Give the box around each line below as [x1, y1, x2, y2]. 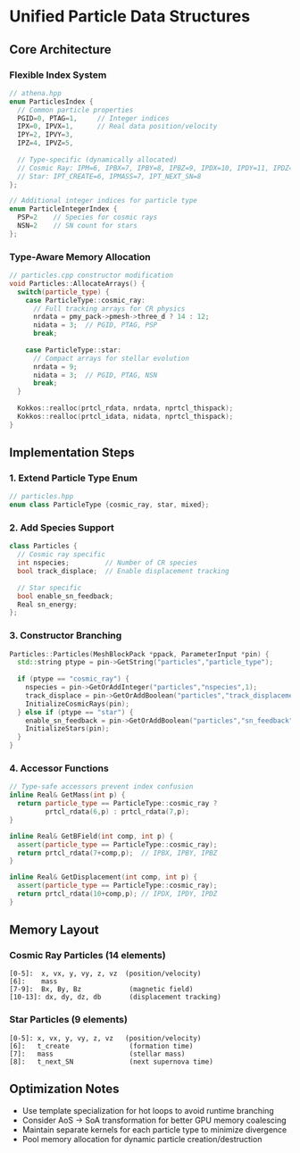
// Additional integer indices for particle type [9, 196, 198, 205]
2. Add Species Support [9, 522, 114, 534]
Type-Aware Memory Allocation [9, 250, 151, 263]
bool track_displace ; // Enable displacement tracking [17, 567, 229, 576]
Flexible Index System [9, 69, 107, 81]
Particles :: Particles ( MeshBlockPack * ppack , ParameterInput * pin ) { [9, 649, 270, 658]
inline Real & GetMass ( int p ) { [9, 790, 126, 800]
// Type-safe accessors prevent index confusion [9, 782, 194, 791]
